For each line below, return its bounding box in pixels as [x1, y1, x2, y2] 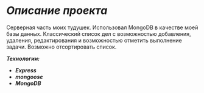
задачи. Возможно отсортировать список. [6, 43, 117, 50]
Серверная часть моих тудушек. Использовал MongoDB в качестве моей [6, 24, 199, 31]
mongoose [15, 73, 44, 80]
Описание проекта [6, 4, 108, 18]
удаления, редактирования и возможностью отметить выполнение [6, 36, 183, 44]
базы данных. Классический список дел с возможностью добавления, [6, 30, 191, 37]
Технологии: [6, 55, 40, 62]
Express [15, 66, 37, 74]
